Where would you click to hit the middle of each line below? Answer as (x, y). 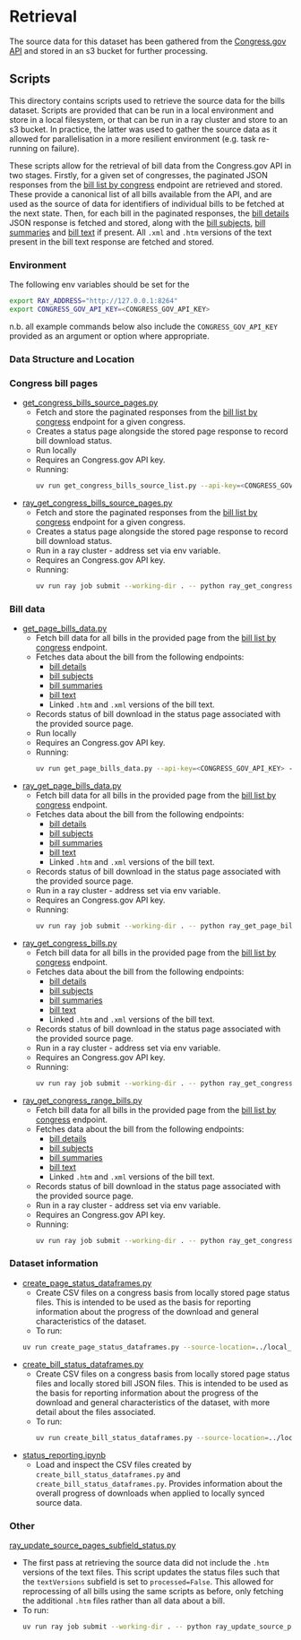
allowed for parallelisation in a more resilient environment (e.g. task (133, 138)
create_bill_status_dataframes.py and (108, 1474)
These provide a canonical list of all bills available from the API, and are (141, 194)
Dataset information (54, 1264)
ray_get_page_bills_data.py (72, 785)
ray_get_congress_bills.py (70, 943)
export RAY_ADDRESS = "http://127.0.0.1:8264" (94, 301)
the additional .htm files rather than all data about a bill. (124, 1601)
